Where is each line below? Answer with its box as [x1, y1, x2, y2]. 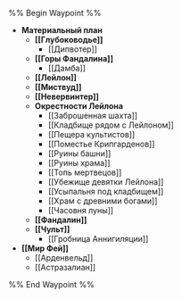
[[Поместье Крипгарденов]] [47, 138, 155, 149]
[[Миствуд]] [34, 82, 82, 92]
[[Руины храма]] [47, 158, 111, 168]
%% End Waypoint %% [8, 279, 95, 289]
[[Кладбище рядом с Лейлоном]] [47, 120, 175, 130]
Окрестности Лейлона [34, 101, 124, 111]
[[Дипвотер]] [47, 44, 97, 54]
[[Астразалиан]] [34, 262, 96, 272]
